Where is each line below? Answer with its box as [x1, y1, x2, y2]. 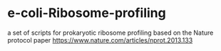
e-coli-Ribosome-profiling [7, 5, 166, 21]
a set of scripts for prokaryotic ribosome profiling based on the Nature [7, 28, 214, 37]
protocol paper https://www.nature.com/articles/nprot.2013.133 [7, 35, 193, 44]
